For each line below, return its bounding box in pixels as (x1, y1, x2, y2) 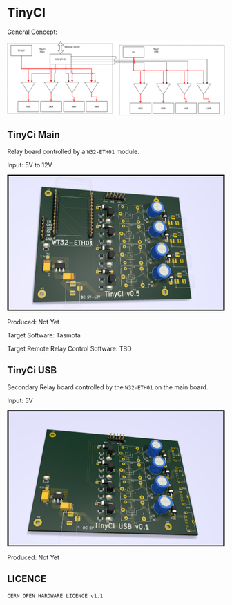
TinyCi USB (7, 364, 57, 376)
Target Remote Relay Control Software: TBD (7, 344, 133, 353)
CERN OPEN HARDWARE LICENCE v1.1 (7, 593, 104, 599)
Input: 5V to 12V (7, 160, 53, 169)
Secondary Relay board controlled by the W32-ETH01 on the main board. (7, 382, 209, 391)
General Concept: (7, 28, 57, 36)
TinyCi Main (7, 129, 60, 141)
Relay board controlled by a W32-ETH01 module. (7, 147, 139, 156)
